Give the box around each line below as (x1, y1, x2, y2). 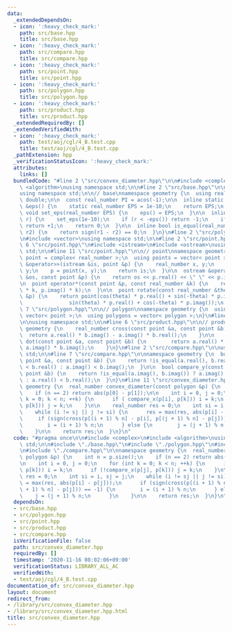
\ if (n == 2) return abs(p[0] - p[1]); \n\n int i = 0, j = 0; (19, 389, 224, 396)
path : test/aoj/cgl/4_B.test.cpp (19, 139, 116, 146)
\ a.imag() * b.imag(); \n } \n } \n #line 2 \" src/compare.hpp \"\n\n (19, 344, 221, 351)
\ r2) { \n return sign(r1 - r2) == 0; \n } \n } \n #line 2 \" (19, 229, 202, 236)
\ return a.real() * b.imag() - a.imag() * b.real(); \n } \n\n (19, 331, 215, 339)
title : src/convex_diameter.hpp (7, 615, 100, 622)
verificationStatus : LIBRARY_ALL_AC (13, 563, 119, 570)
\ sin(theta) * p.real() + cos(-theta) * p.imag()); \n (19, 299, 224, 306)
